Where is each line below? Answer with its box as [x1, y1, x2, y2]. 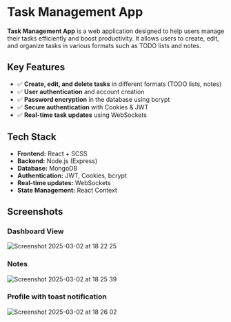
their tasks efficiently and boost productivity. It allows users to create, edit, [7, 34, 219, 42]
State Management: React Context [17, 186, 117, 194]
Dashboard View [7, 226, 64, 236]
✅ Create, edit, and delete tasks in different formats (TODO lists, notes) [17, 80, 222, 88]
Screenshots [7, 206, 63, 217]
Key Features [7, 61, 66, 73]
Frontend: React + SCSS [17, 149, 88, 158]
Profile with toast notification [7, 292, 107, 301]
